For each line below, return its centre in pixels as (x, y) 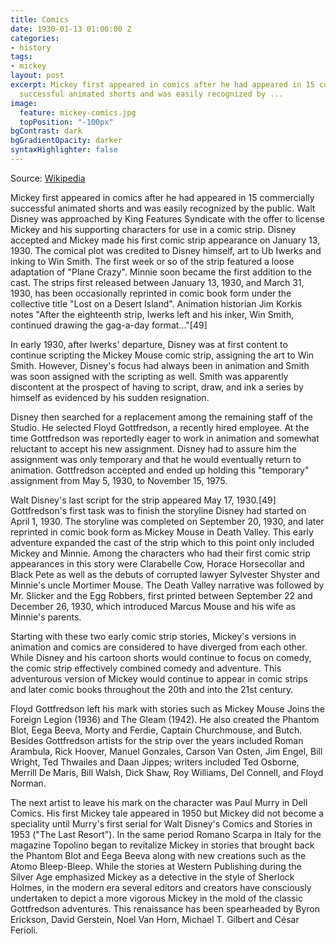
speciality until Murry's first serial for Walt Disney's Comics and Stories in (161, 823)
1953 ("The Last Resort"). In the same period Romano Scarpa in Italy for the (166, 834)
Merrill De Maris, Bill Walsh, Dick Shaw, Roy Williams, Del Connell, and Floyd (167, 772)
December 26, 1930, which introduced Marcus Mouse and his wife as (153, 606)
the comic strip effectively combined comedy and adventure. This (146, 668)
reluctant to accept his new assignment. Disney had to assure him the (153, 448)
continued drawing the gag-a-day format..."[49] (109, 325)
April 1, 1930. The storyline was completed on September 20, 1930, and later (167, 521)
